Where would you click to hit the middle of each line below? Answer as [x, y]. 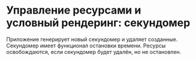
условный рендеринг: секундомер [98, 23]
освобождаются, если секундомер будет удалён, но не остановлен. [94, 52]
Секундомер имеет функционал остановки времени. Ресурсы [86, 46]
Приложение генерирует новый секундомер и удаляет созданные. [92, 39]
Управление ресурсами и [74, 10]
